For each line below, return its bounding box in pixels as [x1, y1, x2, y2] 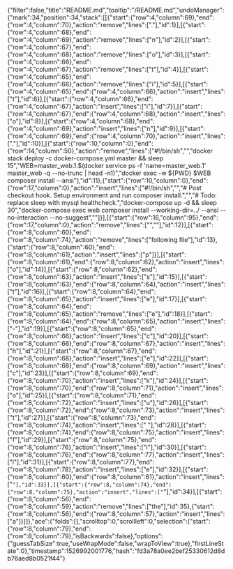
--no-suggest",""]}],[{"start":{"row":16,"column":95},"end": [50, 213, 218, 222]
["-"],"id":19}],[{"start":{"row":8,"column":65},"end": [7, 324, 157, 333]
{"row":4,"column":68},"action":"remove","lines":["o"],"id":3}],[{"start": [7, 50, 211, 59]
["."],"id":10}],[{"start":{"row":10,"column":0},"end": [7, 139, 153, 147]
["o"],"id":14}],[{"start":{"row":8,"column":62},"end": [7, 265, 158, 273]
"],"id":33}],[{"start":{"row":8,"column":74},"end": [12, 481, 172, 488]
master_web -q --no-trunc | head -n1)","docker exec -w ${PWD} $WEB [7, 169, 211, 177]
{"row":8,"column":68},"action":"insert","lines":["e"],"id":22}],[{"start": [7, 354, 209, 362]
